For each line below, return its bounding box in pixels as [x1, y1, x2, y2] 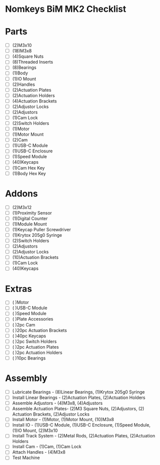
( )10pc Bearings [12, 355, 46, 361]
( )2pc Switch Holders [12, 338, 57, 344]
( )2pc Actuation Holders [12, 349, 63, 356]
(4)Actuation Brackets [12, 98, 57, 104]
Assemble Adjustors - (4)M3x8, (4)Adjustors [12, 400, 103, 406]
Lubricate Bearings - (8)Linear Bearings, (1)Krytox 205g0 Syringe [12, 389, 145, 395]
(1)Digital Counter [12, 215, 48, 221]
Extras [5, 283, 32, 294]
